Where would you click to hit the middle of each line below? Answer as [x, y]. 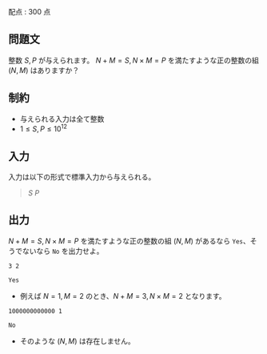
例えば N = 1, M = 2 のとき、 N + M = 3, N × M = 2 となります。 [123, 296]
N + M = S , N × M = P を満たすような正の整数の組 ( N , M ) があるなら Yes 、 [129, 241]
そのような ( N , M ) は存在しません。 [78, 341]
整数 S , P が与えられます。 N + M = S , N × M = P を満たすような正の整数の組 [134, 60]
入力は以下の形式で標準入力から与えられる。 [82, 177]
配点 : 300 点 [30, 12]
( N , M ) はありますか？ [44, 70]
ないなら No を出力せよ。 [63, 251]
